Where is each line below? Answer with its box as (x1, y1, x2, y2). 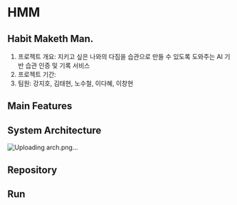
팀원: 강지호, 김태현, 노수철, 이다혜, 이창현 (17, 79, 134, 88)
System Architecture (7, 124, 102, 136)
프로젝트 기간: (17, 70, 57, 78)
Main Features (7, 100, 73, 112)
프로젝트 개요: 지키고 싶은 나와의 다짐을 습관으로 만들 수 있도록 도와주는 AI (17, 53, 223, 61)
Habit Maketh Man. (7, 33, 94, 45)
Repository (7, 164, 58, 176)
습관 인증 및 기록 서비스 (25, 61, 90, 70)
